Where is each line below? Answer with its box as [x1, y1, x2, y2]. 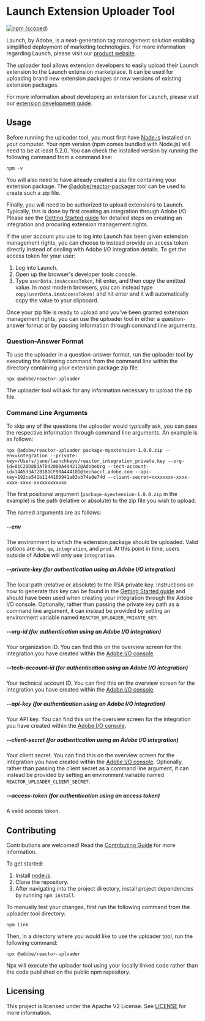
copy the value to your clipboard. [15, 296, 99, 304]
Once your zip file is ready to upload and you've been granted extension [6, 309, 188, 316]
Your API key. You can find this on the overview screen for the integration [6, 715, 191, 723]
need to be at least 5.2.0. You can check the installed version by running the [6, 146, 198, 154]
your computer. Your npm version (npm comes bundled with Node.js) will [6, 140, 191, 148]
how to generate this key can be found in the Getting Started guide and [6, 588, 185, 595]
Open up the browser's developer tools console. [15, 270, 137, 278]
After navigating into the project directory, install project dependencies [15, 885, 194, 892]
